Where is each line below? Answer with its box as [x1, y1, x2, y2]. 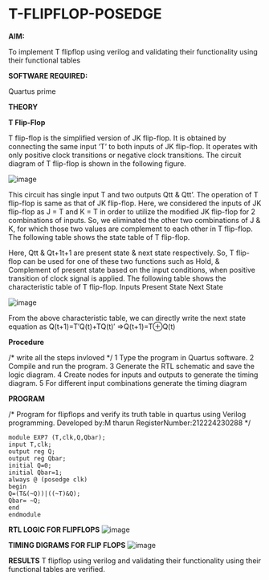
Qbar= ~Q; [8, 497, 42, 505]
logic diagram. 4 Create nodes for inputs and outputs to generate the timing [8, 370, 259, 379]
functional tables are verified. [8, 564, 106, 574]
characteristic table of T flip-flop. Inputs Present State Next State [8, 282, 223, 291]
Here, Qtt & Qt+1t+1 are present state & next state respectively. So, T [8, 248, 234, 258]
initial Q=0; [8, 461, 52, 469]
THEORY [8, 102, 39, 112]
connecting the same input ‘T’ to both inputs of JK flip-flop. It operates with [8, 141, 259, 151]
